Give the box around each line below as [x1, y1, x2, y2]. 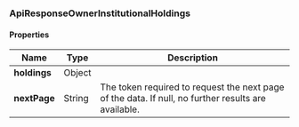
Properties [9, 29, 50, 40]
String [63, 92, 89, 105]
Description [167, 52, 218, 64]
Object [63, 67, 92, 79]
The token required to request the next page [100, 81, 285, 93]
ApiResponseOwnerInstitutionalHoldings [9, 7, 191, 20]
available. [100, 103, 140, 115]
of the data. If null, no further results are [100, 92, 267, 105]
